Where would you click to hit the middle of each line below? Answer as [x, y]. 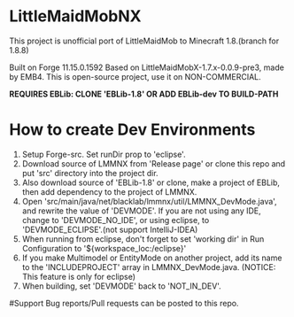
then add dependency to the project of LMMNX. [109, 191]
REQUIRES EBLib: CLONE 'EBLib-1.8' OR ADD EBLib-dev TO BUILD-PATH [144, 94]
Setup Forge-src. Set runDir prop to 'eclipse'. [104, 154]
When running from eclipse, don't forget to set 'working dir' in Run [143, 239]
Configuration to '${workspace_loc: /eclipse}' [104, 248]
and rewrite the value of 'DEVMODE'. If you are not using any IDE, [141, 211]
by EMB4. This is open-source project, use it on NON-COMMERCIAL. [135, 76]
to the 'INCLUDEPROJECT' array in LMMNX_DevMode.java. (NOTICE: [149, 267]
